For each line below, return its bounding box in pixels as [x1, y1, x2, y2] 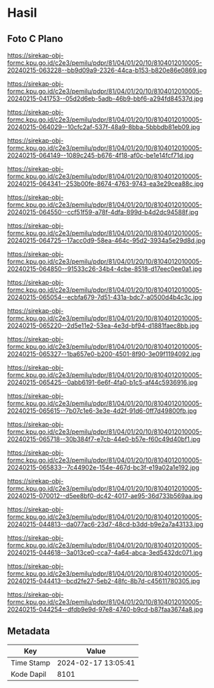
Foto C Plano [7, 33, 63, 45]
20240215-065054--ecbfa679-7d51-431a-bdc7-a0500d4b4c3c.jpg [7, 293, 202, 301]
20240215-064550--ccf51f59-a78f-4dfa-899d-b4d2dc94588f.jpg [7, 208, 199, 216]
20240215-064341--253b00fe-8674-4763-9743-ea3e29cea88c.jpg [7, 180, 204, 188]
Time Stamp [10, 658, 51, 668]
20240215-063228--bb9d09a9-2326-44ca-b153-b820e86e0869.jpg [7, 66, 207, 74]
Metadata [7, 625, 50, 637]
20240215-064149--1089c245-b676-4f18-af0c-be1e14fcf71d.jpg [7, 152, 194, 159]
